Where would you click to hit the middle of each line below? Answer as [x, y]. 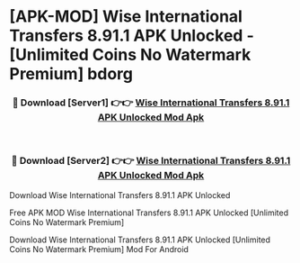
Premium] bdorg [71, 74]
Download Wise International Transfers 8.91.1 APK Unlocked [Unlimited [140, 240]
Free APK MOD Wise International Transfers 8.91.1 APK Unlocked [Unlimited [149, 213]
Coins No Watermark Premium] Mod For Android [99, 249]
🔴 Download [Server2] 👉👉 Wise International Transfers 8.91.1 [151, 161]
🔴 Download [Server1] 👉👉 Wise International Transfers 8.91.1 [151, 103]
